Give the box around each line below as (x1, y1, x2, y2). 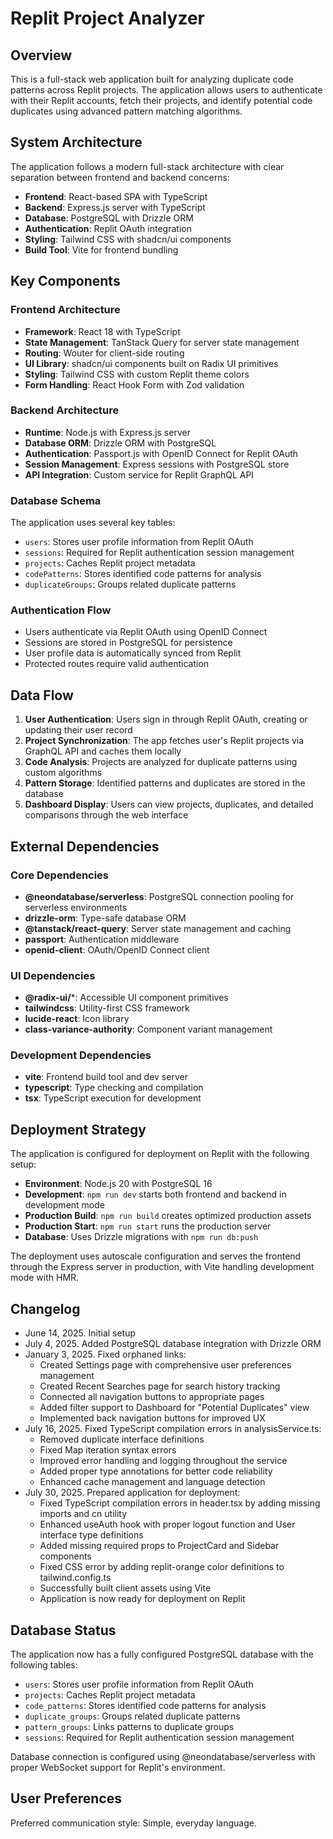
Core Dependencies (10, 868, 110, 882)
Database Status (10, 1622, 117, 1639)
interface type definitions (39, 1529, 144, 1541)
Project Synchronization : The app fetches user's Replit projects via (24, 735, 305, 747)
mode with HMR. (10, 1272, 80, 1284)
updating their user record (24, 724, 133, 736)
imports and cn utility (39, 1508, 128, 1520)
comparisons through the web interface (24, 809, 189, 821)
